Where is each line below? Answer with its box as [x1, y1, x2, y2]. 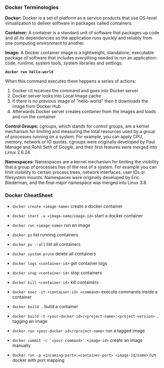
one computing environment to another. [5, 40, 85, 46]
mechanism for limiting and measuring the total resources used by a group [5, 129, 156, 134]
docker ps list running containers [12, 232, 78, 237]
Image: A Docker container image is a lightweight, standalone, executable [5, 50, 154, 55]
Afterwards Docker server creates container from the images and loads [12, 108, 156, 114]
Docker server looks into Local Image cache [12, 93, 101, 99]
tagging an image [12, 318, 47, 324]
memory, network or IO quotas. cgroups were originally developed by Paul [5, 139, 155, 145]
